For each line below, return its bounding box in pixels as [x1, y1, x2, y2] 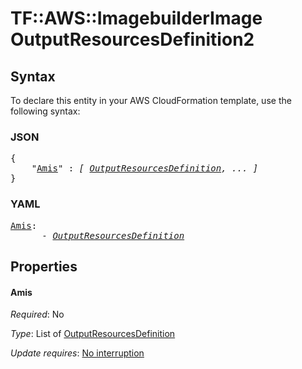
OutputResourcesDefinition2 [10, 28, 255, 51]
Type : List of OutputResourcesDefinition [10, 328, 176, 340]
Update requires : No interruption [10, 347, 145, 359]
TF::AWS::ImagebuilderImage [10, 7, 263, 30]
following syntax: [10, 105, 81, 117]
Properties [10, 258, 78, 275]
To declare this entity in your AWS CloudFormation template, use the [10, 95, 292, 106]
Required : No [10, 308, 65, 321]
